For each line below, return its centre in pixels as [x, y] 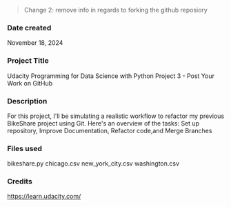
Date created [29, 28]
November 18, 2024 [35, 43]
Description [27, 101]
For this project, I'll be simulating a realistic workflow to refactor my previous [116, 116]
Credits [20, 181]
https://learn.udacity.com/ [44, 197]
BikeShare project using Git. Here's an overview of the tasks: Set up [103, 123]
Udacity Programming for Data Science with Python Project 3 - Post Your [111, 76]
